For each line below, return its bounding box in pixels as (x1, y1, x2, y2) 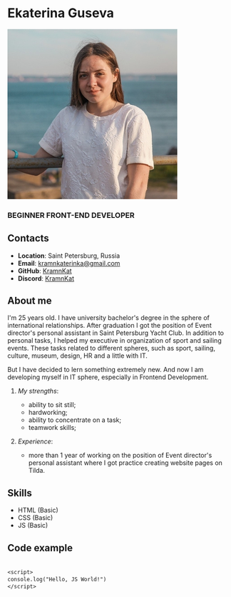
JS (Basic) (17, 521, 48, 530)
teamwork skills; (28, 423, 77, 432)
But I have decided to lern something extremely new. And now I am (7, 366, 204, 374)
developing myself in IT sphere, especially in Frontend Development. (7, 373, 209, 381)
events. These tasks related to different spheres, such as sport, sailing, (7, 344, 216, 353)
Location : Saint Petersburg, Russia (17, 251, 120, 260)
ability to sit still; (28, 401, 76, 409)
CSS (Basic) (17, 513, 53, 522)
